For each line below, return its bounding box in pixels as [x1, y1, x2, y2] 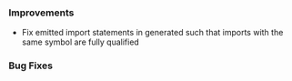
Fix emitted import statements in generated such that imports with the [21, 27, 284, 38]
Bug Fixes [8, 59, 54, 72]
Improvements [8, 6, 75, 19]
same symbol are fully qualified [21, 36, 140, 47]
